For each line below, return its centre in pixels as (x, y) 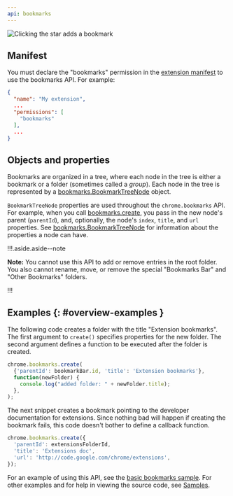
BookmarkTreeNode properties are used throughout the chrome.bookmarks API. (116, 205)
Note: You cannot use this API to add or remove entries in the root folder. (112, 262)
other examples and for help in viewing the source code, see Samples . (109, 485)
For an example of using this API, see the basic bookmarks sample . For (110, 477)
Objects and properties (59, 160)
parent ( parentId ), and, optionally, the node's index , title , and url (103, 220)
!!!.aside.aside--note (37, 248)
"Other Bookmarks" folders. (47, 277)
